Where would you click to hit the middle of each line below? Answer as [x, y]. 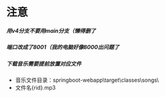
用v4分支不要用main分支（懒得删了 [51, 30]
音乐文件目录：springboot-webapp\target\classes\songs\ [87, 80]
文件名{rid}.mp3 [35, 87]
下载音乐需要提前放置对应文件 [44, 64]
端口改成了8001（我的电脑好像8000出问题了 [63, 47]
